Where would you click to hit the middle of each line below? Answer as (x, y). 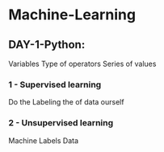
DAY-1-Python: (47, 45)
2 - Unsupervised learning (61, 123)
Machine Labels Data (44, 140)
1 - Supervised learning (55, 84)
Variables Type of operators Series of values (82, 64)
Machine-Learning (72, 15)
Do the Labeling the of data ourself (66, 102)
